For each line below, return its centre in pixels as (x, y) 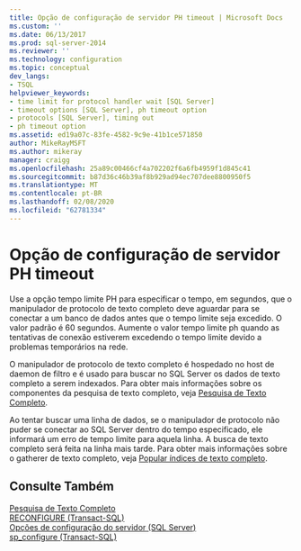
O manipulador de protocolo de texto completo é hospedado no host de (142, 364)
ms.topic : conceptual (50, 68)
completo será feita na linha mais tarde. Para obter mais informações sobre (148, 448)
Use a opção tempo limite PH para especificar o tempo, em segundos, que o (150, 299)
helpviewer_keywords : (50, 93)
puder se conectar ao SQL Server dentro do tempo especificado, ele (136, 429)
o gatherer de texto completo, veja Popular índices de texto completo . (138, 458)
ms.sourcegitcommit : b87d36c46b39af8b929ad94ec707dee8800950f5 (130, 176)
